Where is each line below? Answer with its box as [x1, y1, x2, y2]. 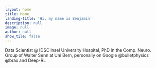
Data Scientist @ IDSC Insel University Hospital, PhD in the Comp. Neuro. [5, 47, 152, 53]
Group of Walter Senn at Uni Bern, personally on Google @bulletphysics [5, 52, 149, 58]
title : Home [5, 12, 29, 16]
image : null [5, 25, 29, 30]
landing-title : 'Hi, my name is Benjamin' [5, 16, 92, 21]
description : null [5, 20, 42, 26]
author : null [5, 29, 32, 34]
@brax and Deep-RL [5, 57, 46, 63]
